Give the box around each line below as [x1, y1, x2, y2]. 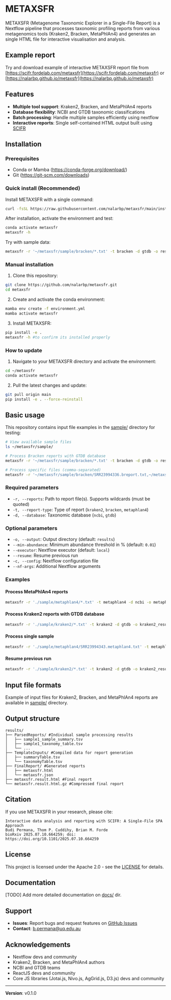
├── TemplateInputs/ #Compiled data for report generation [5, 750, 133, 755]
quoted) [12, 501, 30, 507]
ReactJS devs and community [12, 970, 76, 976]
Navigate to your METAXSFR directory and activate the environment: [12, 358, 157, 364]
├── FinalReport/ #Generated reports [5, 763, 85, 768]
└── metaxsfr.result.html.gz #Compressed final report [5, 781, 124, 786]
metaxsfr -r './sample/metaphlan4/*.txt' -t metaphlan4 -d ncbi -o [5, 600, 152, 605]
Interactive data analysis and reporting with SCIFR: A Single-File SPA [5, 818, 163, 823]
